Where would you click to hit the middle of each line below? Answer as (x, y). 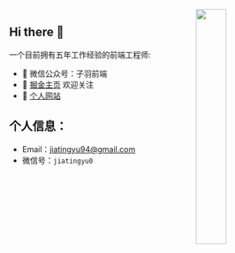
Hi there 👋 (37, 32)
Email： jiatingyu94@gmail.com (79, 149)
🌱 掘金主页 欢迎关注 (58, 84)
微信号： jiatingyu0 (57, 160)
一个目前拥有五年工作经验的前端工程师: (80, 54)
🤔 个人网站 (41, 96)
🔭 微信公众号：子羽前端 (64, 73)
